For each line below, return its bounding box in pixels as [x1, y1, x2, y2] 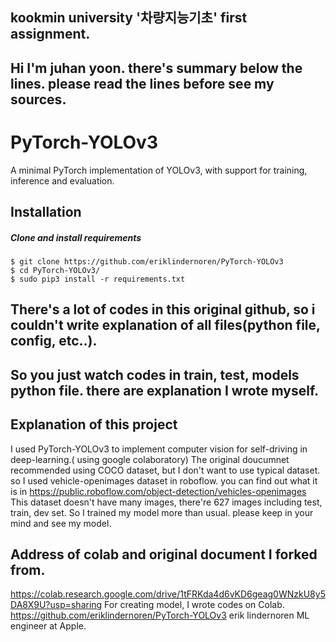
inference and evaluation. [10, 174, 115, 187]
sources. [10, 91, 67, 108]
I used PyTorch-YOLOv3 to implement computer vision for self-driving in [10, 443, 308, 455]
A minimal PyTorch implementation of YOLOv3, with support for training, [10, 164, 308, 176]
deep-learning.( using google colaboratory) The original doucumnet [10, 453, 290, 465]
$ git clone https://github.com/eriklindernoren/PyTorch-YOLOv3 [10, 257, 284, 267]
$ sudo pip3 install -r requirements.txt [10, 274, 186, 285]
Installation [10, 204, 82, 221]
